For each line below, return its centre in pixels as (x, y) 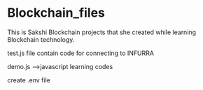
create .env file (29, 80)
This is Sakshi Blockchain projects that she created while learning (102, 32)
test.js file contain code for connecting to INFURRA (80, 53)
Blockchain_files (56, 13)
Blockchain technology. (41, 39)
